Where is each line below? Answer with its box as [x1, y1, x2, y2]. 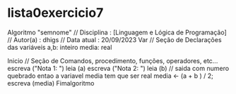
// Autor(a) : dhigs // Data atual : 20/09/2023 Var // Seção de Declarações [7, 35, 222, 43]
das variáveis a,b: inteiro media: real [7, 43, 112, 51]
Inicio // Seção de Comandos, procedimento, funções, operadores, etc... [7, 56, 218, 65]
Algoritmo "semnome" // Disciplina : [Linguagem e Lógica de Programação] [7, 28, 228, 36]
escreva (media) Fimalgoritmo [7, 79, 95, 87]
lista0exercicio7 [7, 5, 104, 21]
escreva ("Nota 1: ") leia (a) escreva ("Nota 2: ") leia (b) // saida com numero [7, 64, 230, 72]
